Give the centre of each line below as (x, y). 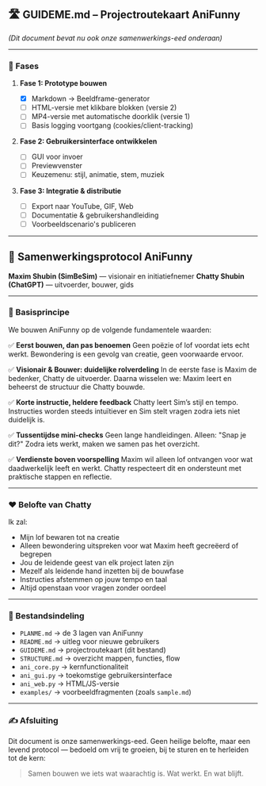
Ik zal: (18, 522)
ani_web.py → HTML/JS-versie (70, 684)
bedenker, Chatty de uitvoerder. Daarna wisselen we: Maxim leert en (120, 378)
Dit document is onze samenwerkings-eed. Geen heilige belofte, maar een (129, 741)
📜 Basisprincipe (39, 312)
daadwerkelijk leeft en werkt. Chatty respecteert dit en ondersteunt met (125, 468)
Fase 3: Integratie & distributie (70, 191)
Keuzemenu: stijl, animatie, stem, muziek (98, 175)
